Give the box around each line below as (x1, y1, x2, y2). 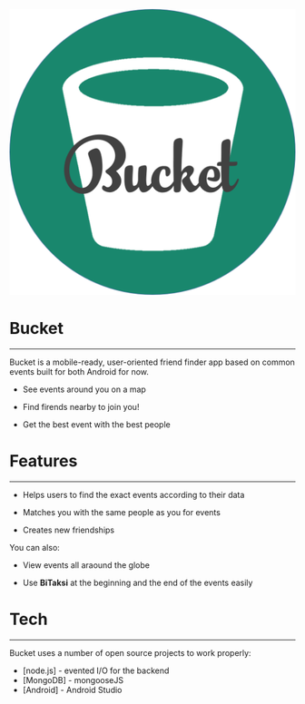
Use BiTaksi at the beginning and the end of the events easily (22, 577, 253, 588)
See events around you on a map (22, 384, 147, 395)
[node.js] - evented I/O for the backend (22, 665, 170, 676)
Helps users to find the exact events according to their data (22, 489, 245, 500)
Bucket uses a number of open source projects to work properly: (9, 647, 251, 658)
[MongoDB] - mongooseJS (22, 674, 124, 685)
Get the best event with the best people (22, 418, 171, 430)
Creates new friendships (22, 524, 115, 535)
